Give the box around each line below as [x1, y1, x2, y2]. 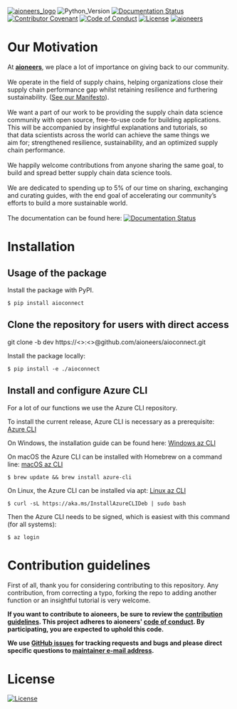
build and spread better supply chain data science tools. [7, 168, 172, 177]
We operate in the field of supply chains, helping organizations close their [7, 78, 223, 86]
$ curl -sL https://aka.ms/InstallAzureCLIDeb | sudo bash [7, 500, 186, 507]
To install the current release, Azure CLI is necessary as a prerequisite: [7, 417, 215, 426]
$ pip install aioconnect [7, 299, 84, 306]
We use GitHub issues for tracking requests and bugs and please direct [7, 639, 223, 647]
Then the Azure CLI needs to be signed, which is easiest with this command [7, 512, 230, 521]
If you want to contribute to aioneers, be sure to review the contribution [7, 609, 223, 618]
